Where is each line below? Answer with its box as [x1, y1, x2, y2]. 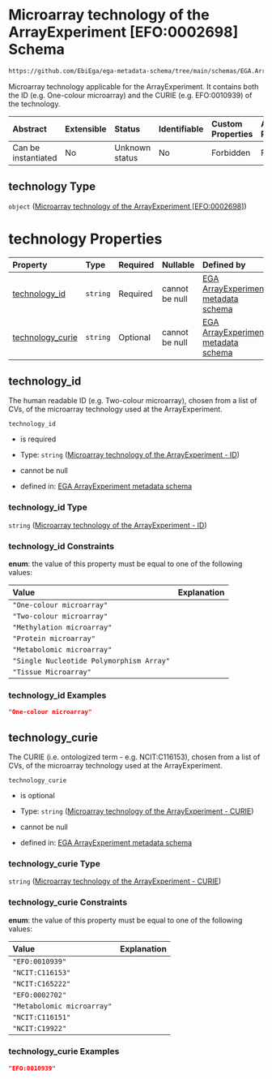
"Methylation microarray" [12, 622, 113, 632]
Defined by [202, 259, 246, 270]
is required [19, 434, 57, 444]
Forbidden [211, 147, 251, 158]
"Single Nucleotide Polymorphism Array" [12, 656, 170, 665]
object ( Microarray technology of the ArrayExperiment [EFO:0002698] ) [8, 201, 247, 211]
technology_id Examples [8, 690, 107, 701]
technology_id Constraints [8, 540, 115, 552]
